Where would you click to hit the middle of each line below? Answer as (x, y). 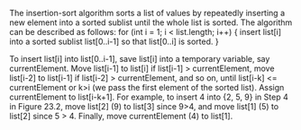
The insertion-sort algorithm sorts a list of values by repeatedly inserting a (147, 13)
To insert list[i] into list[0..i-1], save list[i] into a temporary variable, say (140, 59)
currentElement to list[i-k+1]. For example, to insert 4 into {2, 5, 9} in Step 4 (149, 97)
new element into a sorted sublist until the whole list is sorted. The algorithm (151, 22)
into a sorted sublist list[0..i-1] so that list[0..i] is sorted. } (114, 41)
